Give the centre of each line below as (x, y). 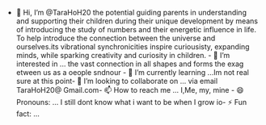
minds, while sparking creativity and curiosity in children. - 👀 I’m (123, 55)
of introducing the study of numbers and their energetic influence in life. (136, 29)
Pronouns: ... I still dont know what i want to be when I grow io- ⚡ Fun (131, 102)
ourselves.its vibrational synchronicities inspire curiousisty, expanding (133, 47)
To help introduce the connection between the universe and (116, 38)
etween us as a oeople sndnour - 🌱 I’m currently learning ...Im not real (132, 72)
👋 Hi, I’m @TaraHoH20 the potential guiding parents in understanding (131, 12)
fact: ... (28, 114)
